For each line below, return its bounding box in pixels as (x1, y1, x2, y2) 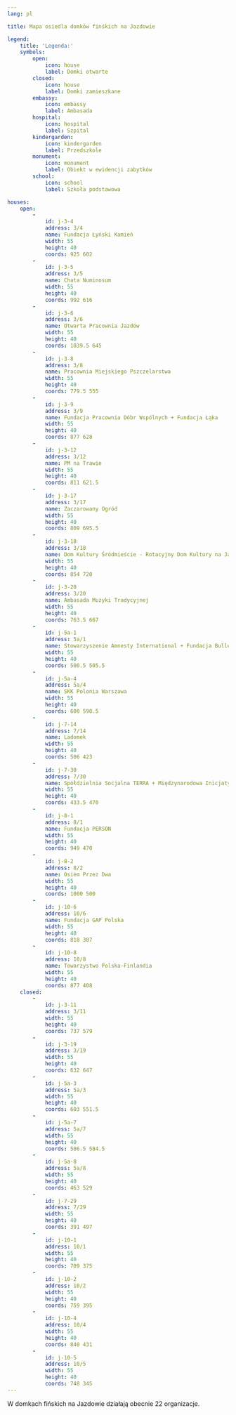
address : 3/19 (44, 1047, 86, 1054)
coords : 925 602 (44, 251, 93, 258)
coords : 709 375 (44, 1263, 93, 1270)
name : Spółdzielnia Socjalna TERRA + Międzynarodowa (44, 779, 202, 787)
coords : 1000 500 (44, 890, 96, 897)
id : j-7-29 (44, 1197, 77, 1204)
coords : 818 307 (44, 936, 93, 943)
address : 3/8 (44, 362, 83, 369)
